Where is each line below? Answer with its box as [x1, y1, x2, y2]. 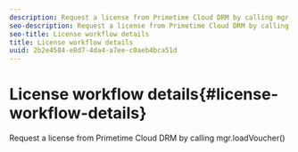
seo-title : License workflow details [9, 29, 150, 38]
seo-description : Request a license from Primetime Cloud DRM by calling [9, 21, 290, 30]
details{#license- [146, 84, 278, 105]
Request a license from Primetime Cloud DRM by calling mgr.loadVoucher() [9, 132, 286, 143]
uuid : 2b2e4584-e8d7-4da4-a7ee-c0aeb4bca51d [9, 46, 178, 55]
